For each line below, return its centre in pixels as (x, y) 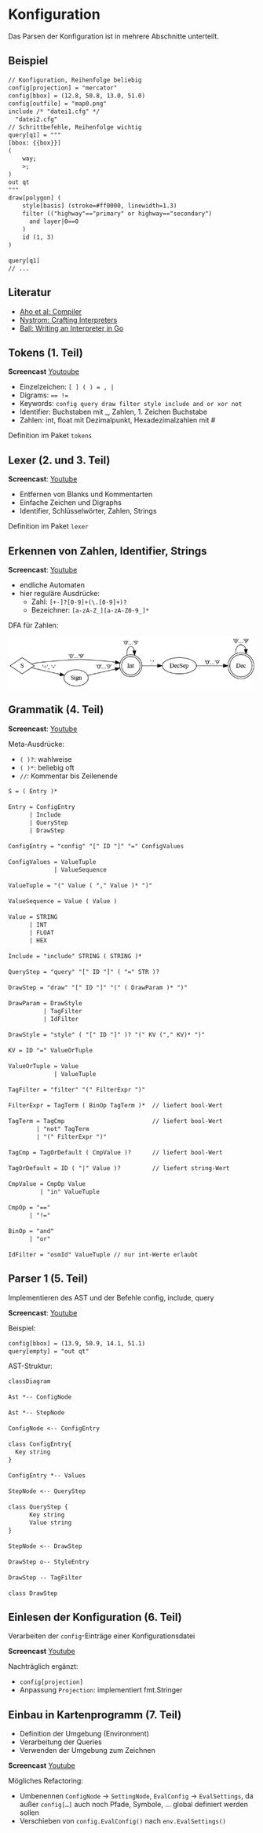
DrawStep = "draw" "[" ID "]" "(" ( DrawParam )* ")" (98, 987)
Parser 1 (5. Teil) (48, 1279)
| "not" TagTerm (63, 1129)
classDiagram (29, 1381)
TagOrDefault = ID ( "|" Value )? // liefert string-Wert (119, 1168)
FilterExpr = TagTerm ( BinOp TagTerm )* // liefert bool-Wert (115, 1105)
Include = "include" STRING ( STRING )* (75, 956)
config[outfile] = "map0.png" (58, 104)
